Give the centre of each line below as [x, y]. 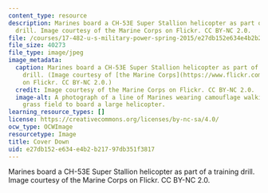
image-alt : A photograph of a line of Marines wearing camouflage [128, 97]
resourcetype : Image [43, 134]
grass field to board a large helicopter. [94, 104]
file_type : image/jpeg [46, 53]
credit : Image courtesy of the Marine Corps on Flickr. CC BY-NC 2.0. [135, 90]
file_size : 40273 [37, 45]
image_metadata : [35, 61]
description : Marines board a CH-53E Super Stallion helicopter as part [132, 23]
